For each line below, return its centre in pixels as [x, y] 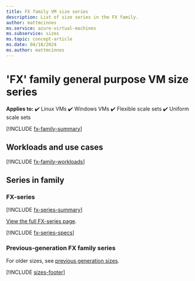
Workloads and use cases [55, 148]
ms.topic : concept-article [39, 39]
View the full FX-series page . [41, 221]
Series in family [35, 180]
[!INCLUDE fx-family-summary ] [44, 128]
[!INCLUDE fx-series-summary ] [44, 210]
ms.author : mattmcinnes [35, 50]
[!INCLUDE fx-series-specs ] [40, 233]
